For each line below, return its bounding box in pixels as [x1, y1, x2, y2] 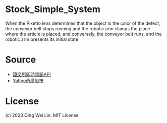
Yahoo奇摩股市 [12, 77, 44, 84]
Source [5, 54, 36, 66]
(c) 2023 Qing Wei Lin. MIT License [5, 112, 79, 118]
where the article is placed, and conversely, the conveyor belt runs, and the [5, 31, 162, 37]
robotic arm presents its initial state [5, 36, 79, 42]
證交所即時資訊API [12, 71, 51, 77]
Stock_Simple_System [5, 4, 101, 15]
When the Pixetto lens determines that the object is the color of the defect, [5, 20, 160, 26]
